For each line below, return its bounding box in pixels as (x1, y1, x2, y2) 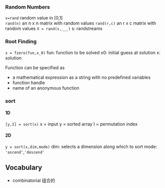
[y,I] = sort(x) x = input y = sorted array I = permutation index (5, 121, 138, 127)
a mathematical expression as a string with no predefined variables (12, 74, 151, 80)
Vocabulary (5, 163, 42, 172)
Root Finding (5, 38, 36, 45)
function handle (12, 79, 45, 86)
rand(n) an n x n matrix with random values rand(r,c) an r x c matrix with (5, 20, 156, 26)
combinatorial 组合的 (12, 177, 55, 183)
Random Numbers (5, 4, 50, 11)
